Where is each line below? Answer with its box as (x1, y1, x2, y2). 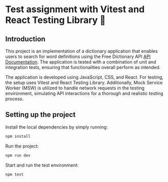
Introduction (5, 35, 46, 43)
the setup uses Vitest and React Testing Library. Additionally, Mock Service (5, 80, 163, 85)
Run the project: (5, 143, 39, 149)
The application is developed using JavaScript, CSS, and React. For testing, (5, 74, 164, 80)
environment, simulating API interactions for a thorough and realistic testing (5, 90, 164, 96)
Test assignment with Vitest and (5, 4, 145, 15)
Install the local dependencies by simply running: (5, 124, 108, 130)
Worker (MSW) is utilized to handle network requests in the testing (5, 85, 145, 91)
